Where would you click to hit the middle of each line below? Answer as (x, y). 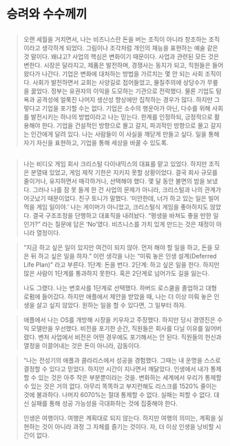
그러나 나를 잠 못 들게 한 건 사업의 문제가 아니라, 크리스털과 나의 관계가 (127, 190)
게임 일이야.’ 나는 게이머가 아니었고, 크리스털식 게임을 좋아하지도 (122, 207)
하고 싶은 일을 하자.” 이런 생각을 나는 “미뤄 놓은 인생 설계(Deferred (128, 256)
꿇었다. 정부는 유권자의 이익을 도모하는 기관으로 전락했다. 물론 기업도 (123, 91)
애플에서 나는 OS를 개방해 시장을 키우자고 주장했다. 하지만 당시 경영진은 (119, 320)
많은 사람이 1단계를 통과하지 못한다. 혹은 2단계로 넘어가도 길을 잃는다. (116, 273)
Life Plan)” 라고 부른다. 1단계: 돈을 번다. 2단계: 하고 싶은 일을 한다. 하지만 (121, 264)
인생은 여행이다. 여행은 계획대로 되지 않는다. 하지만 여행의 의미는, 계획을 (119, 418)
